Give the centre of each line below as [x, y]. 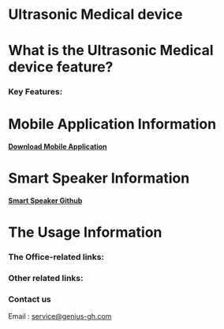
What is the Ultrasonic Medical [111, 51]
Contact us [30, 299]
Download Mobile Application [58, 146]
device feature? [61, 67]
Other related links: [46, 278]
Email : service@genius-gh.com [60, 316]
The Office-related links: [56, 257]
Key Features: [35, 92]
